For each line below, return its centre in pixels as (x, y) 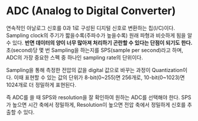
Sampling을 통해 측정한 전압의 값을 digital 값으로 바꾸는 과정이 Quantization (95, 70)
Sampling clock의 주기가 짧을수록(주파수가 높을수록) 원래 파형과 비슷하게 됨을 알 (99, 35)
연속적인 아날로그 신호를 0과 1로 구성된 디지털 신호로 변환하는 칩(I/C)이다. (91, 28)
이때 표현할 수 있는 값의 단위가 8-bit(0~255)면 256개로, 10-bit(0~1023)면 (99, 77)
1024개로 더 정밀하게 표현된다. (41, 84)
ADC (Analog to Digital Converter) (91, 11)
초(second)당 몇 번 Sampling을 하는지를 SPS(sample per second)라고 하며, (95, 50)
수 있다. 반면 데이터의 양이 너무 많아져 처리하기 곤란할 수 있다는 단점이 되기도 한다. (99, 42)
